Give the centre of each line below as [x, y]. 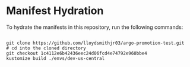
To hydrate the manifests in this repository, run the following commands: [95, 27]
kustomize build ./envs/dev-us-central [56, 58]
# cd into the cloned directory [46, 48]
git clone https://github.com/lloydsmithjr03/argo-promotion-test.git [95, 43]
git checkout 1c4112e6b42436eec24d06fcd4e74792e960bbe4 [77, 53]
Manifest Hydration [55, 11]
